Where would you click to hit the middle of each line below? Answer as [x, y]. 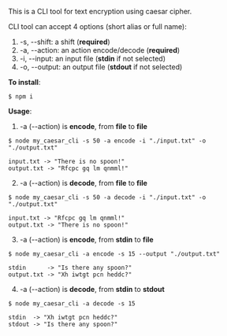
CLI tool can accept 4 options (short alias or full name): [97, 26]
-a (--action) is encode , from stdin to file [86, 240]
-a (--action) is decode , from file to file [84, 183]
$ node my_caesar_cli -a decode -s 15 [72, 304]
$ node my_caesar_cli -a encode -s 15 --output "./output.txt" [114, 254]
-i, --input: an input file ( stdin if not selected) [93, 59]
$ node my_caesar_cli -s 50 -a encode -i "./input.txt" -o [107, 141]
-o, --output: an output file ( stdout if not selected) [101, 67]
